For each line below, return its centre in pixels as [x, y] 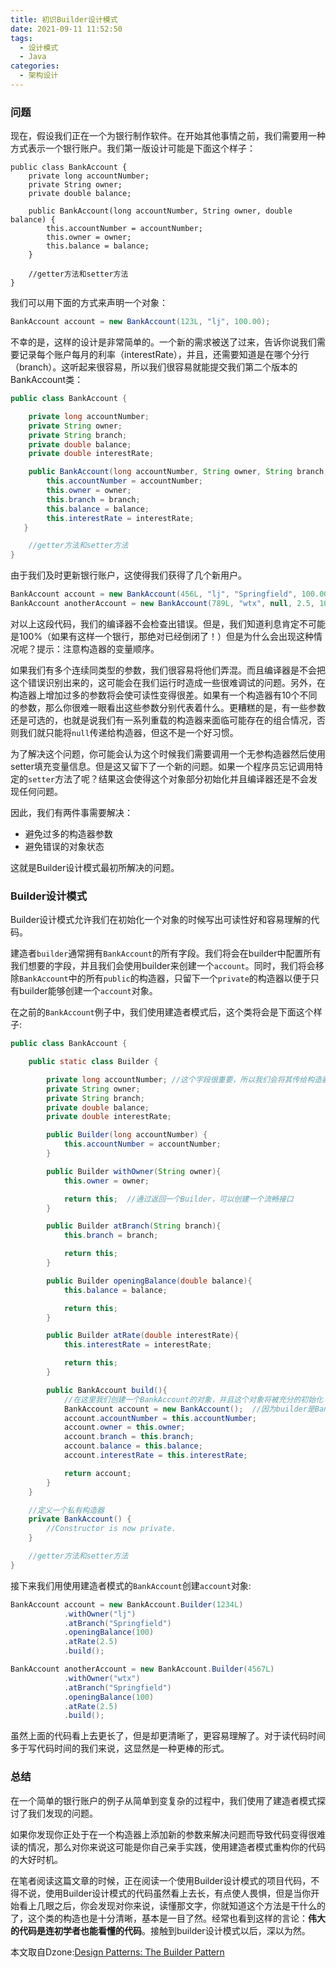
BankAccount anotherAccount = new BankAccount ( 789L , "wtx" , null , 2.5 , [162, 604]
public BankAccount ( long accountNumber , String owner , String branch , [178, 472]
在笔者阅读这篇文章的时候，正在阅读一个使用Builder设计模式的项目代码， [161, 1880]
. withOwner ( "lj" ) [100, 1614]
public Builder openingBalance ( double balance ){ [149, 1281]
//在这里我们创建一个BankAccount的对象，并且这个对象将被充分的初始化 [193, 1399]
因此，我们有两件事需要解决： [71, 812]
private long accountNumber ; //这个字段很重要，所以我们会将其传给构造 [184, 1079]
